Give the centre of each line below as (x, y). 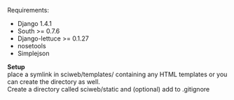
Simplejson (34, 53)
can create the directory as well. (54, 82)
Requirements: (28, 10)
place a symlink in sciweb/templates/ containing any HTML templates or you (117, 74)
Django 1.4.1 (35, 23)
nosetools (32, 46)
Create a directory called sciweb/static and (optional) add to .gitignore (109, 89)
